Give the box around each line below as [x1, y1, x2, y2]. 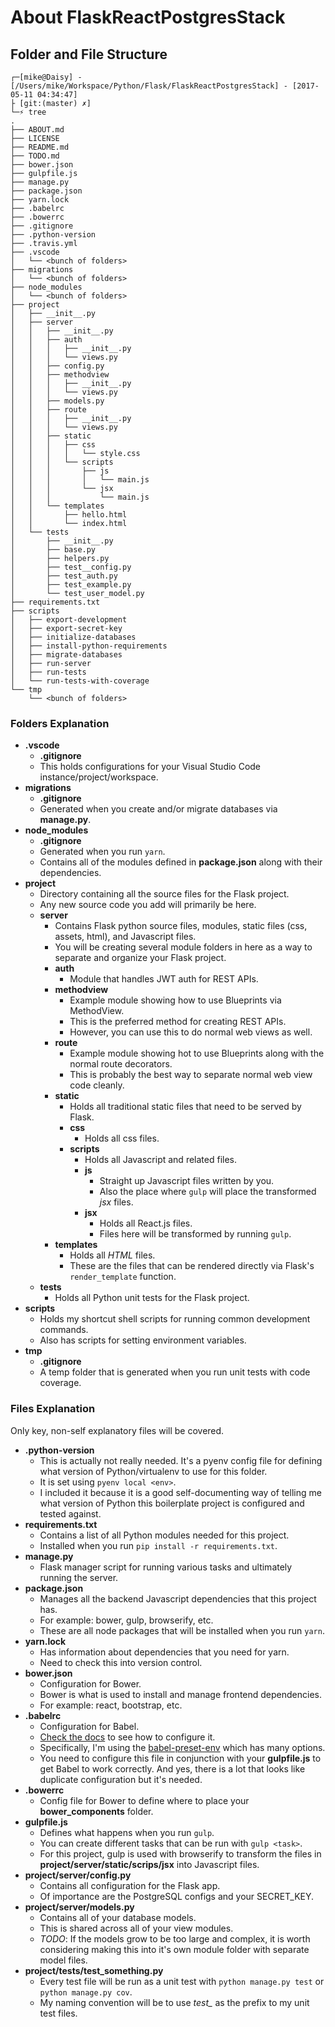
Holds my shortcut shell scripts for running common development [39, 1313, 311, 1325]
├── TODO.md [10, 151, 60, 161]
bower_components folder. [39, 1805, 154, 1817]
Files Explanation [10, 1402, 96, 1416]
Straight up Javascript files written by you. [99, 1175, 275, 1187]
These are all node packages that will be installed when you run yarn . [39, 1624, 325, 1636]
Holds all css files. [84, 1132, 160, 1145]
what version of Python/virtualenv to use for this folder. [39, 1465, 268, 1477]
